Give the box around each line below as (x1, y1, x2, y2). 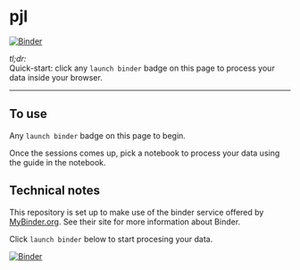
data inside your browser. (9, 72, 103, 82)
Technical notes (9, 183, 101, 198)
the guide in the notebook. (9, 156, 106, 167)
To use (9, 106, 47, 122)
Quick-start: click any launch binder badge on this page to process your (9, 63, 275, 73)
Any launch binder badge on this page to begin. (9, 130, 186, 140)
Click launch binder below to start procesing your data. (9, 233, 213, 244)
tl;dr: (9, 53, 27, 63)
